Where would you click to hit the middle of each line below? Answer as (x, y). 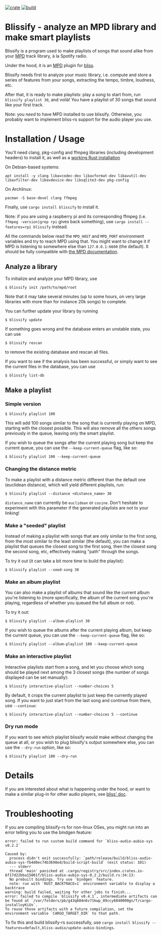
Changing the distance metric (41, 469)
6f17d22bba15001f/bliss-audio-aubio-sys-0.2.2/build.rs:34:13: (70, 875)
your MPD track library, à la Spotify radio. (46, 56)
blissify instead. (50, 227)
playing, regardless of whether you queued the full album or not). (70, 603)
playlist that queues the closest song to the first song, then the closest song (81, 546)
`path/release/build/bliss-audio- (118, 858)
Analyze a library (31, 267)
